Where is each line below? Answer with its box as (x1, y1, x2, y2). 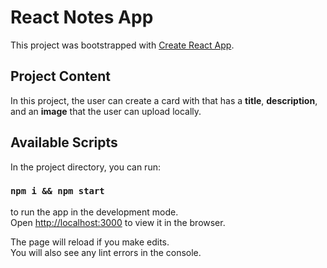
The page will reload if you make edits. (10, 236, 170, 248)
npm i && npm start (10, 186, 105, 197)
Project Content (10, 68, 111, 85)
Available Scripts (10, 134, 118, 151)
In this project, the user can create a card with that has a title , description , (10, 94, 318, 106)
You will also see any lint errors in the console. (10, 246, 202, 258)
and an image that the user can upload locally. (10, 105, 202, 117)
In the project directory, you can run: (10, 161, 161, 173)
